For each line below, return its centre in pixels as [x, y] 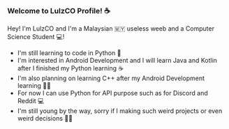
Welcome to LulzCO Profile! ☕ [59, 10]
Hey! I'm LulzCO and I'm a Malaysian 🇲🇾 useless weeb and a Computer [111, 29]
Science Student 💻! [36, 37]
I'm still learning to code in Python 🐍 [69, 53]
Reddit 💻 [31, 101]
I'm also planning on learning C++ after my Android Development [111, 78]
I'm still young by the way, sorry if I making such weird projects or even [120, 111]
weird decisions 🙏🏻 [45, 119]
